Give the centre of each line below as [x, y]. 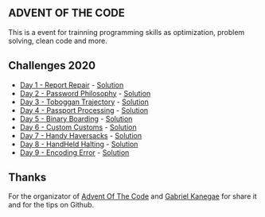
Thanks [27, 178]
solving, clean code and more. [58, 41]
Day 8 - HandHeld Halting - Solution [79, 144]
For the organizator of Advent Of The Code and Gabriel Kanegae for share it [132, 196]
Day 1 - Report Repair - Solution [72, 85]
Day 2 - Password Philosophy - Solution [85, 93]
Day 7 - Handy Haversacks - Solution [81, 135]
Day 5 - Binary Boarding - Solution [76, 118]
